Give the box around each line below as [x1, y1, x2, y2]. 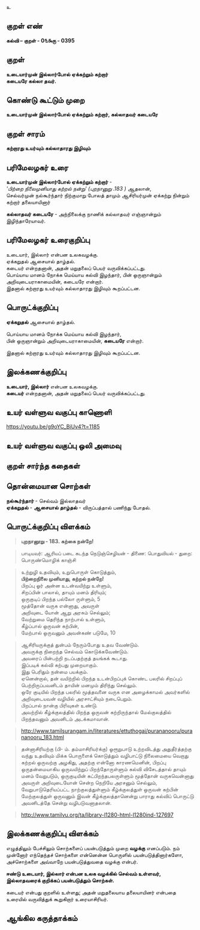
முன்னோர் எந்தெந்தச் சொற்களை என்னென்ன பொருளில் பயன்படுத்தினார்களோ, [6, 851, 184, 858]
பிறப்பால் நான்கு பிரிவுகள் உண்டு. [20, 702, 98, 709]
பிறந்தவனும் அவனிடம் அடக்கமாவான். [20, 715, 110, 723]
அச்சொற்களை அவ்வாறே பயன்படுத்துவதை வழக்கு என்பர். [6, 858, 138, 865]
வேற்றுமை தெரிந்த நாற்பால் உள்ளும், [20, 615, 106, 622]
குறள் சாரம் [6, 128, 45, 139]
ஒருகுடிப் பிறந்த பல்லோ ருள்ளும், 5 [20, 595, 101, 603]
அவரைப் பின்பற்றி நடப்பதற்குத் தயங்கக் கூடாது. [20, 654, 128, 661]
